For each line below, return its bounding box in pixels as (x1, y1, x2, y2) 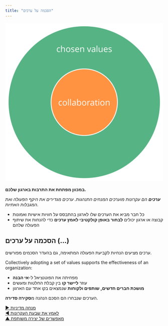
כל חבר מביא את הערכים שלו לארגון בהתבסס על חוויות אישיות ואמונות (12, 211, 144, 217)
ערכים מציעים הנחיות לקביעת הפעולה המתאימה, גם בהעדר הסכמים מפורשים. (5, 250, 152, 256)
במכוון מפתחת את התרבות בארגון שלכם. (5, 186, 86, 192)
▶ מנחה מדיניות (5, 305, 36, 311)
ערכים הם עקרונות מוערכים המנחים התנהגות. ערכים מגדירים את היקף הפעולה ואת (5, 196, 160, 202)
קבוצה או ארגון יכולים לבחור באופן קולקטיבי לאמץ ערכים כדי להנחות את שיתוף (12, 216, 163, 222)
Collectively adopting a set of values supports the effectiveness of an (5, 260, 149, 266)
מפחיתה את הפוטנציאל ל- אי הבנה (12, 275, 78, 281)
